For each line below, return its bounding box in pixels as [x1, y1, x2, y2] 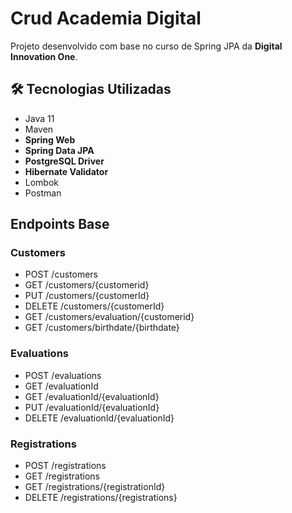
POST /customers [24, 268, 98, 281]
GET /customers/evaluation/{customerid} [24, 311, 195, 323]
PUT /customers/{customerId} [24, 290, 150, 302]
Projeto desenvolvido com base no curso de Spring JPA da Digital [10, 40, 283, 52]
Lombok [24, 176, 60, 188]
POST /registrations [24, 460, 107, 472]
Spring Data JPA [24, 144, 95, 156]
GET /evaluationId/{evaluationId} [24, 390, 160, 402]
